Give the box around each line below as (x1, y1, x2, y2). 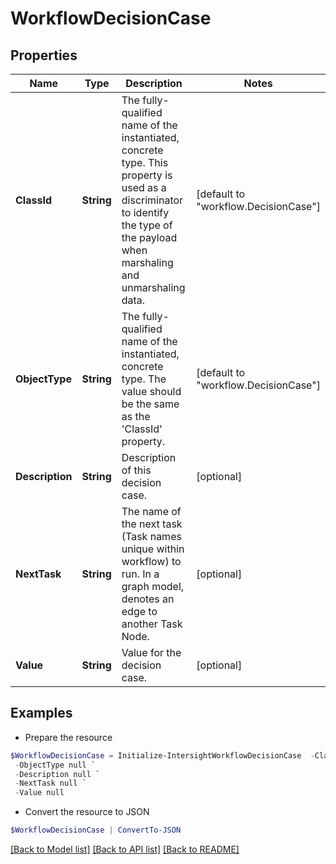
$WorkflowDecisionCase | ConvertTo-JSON (10, 825, 182, 836)
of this (121, 463, 152, 477)
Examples (10, 705, 73, 722)
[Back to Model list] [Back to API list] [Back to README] (10, 843, 240, 856)
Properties (10, 47, 78, 64)
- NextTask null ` (14, 778, 87, 789)
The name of (121, 505, 182, 518)
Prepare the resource (24, 731, 113, 743)
